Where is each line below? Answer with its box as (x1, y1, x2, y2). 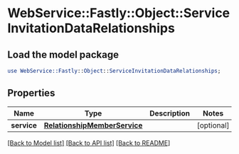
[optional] (196, 120, 230, 130)
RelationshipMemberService (43, 120, 143, 130)
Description (149, 108, 191, 118)
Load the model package (7, 48, 119, 61)
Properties (7, 87, 55, 99)
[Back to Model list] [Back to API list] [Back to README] (7, 138, 171, 147)
